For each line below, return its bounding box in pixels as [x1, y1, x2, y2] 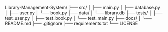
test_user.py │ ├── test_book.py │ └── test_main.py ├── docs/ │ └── [5, 15, 152, 21]
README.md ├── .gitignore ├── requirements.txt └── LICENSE [5, 20, 138, 26]
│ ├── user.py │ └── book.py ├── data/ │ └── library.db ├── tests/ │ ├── [5, 10, 163, 16]
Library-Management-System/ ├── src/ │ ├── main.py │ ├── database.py [5, 5, 161, 10]
